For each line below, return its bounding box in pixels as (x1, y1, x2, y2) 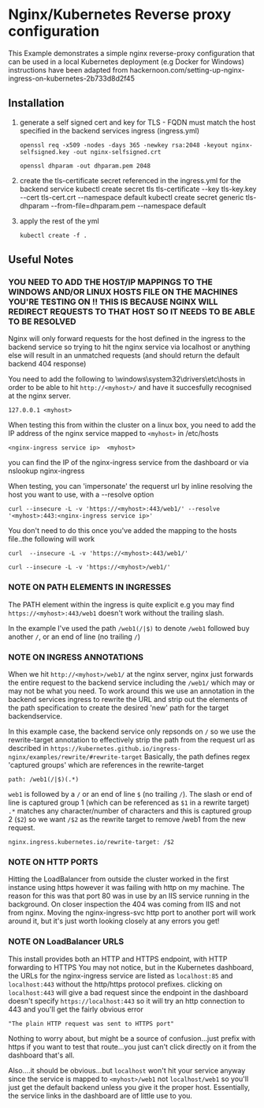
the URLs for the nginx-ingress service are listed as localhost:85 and (8, 971, 233, 980)
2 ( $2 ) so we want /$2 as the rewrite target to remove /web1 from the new (8, 815, 246, 824)
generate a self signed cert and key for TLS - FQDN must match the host (19, 117, 256, 127)
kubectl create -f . (19, 231, 87, 239)
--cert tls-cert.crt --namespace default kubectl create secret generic (19, 192, 244, 202)
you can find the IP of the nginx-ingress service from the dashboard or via (8, 458, 249, 468)
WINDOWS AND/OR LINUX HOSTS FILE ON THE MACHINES (8, 287, 238, 298)
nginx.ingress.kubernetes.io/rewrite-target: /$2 (8, 839, 175, 847)
